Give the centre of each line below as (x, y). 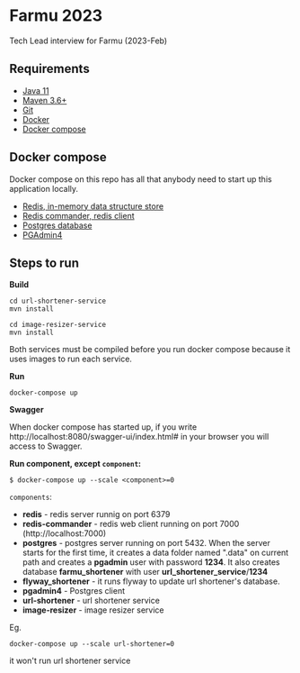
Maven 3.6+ (44, 100)
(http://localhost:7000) (64, 533)
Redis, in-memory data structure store (93, 206)
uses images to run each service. (71, 359)
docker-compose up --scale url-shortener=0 (92, 644)
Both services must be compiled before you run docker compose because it (150, 350)
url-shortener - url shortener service (91, 601)
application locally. (44, 188)
